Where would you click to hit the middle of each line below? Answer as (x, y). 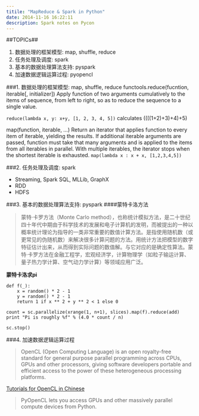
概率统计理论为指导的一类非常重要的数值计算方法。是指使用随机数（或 (107, 232)
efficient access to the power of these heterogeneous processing (101, 371)
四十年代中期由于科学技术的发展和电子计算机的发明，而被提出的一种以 (107, 225)
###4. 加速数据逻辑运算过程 (41, 340)
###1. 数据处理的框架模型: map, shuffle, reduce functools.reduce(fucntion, (97, 87)
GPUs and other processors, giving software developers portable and (106, 365)
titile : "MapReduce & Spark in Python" (56, 12)
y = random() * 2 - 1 (43, 296)
